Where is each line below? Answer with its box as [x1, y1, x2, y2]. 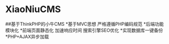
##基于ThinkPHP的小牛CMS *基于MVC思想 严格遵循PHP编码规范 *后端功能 [5, 21, 164, 27]
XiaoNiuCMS [5, 4, 61, 15]
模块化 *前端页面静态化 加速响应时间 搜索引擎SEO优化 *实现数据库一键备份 [5, 27, 163, 33]
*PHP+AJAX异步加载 [5, 33, 50, 39]
